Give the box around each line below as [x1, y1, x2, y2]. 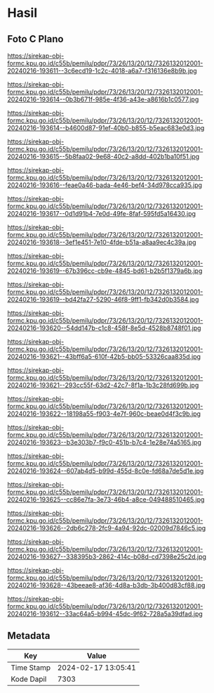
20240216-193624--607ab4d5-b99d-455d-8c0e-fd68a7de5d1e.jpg [7, 466, 204, 475]
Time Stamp [11, 663, 51, 673]
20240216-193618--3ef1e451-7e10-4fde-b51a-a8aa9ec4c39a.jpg [7, 238, 196, 246]
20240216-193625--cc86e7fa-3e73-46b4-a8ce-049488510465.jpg [7, 495, 205, 504]
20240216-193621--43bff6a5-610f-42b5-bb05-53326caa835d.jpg [7, 352, 201, 360]
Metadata [7, 630, 51, 642]
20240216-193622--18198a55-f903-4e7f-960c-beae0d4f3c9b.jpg [7, 409, 201, 418]
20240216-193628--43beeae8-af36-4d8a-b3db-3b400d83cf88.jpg [7, 581, 206, 589]
